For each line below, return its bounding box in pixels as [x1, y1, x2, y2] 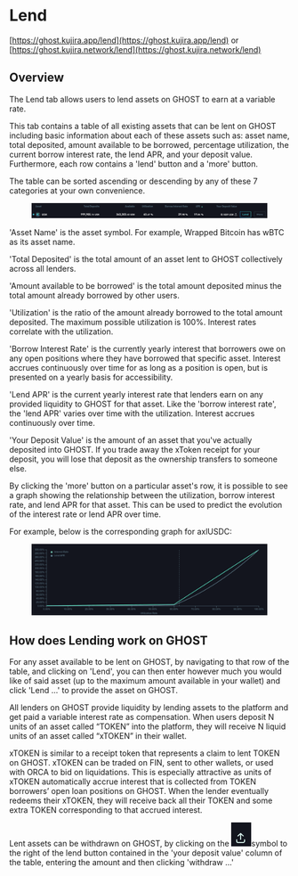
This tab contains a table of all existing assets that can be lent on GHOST [9, 120, 277, 131]
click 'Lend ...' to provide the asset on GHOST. [9, 685, 178, 696]
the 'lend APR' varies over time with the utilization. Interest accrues [9, 407, 255, 419]
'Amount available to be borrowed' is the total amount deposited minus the [9, 280, 282, 291]
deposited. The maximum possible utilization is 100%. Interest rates [9, 316, 257, 327]
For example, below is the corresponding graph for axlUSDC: [9, 526, 233, 536]
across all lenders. [9, 263, 77, 274]
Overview [9, 70, 65, 86]
